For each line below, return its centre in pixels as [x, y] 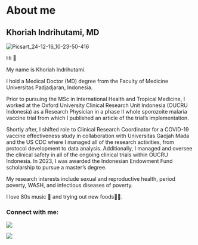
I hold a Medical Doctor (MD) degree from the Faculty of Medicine [87, 81]
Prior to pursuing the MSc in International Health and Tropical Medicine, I [96, 99]
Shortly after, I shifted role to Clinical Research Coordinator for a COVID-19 [98, 129]
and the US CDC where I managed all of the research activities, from [90, 142]
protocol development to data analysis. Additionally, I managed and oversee [99, 148]
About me [31, 10]
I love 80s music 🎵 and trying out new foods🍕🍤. [64, 197]
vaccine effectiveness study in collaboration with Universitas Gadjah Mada [98, 136]
